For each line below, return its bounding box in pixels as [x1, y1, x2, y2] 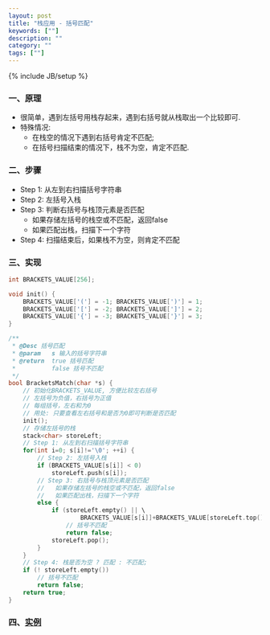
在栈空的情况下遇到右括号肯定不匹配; [31, 133, 154, 142]
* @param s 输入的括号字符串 [11, 349, 107, 358]
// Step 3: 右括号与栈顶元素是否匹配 [37, 476, 149, 485]
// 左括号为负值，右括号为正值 [22, 395, 112, 403]
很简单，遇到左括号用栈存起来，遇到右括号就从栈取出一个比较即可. [19, 113, 241, 122]
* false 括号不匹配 [11, 364, 104, 372]
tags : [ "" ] [8, 49, 45, 57]
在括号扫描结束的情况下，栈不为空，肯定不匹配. [31, 142, 190, 153]
